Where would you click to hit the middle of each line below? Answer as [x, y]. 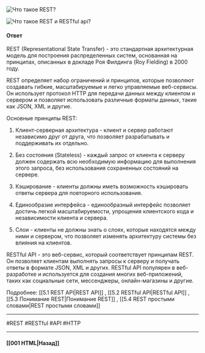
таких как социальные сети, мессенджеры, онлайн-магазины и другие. [100, 281]
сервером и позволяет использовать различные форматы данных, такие [102, 100]
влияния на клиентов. [43, 243]
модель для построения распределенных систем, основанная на [92, 56]
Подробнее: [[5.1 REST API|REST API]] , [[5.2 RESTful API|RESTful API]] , [98, 293]
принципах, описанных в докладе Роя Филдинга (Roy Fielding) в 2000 [97, 62]
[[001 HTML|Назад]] [33, 343]
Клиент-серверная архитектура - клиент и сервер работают [94, 130]
